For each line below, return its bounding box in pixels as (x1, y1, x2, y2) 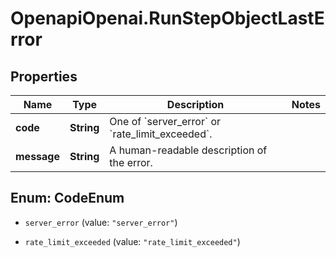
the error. (109, 156, 153, 169)
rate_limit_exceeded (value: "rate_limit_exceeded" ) (24, 235, 241, 247)
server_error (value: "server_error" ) (24, 216, 178, 228)
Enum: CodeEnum (10, 190, 125, 207)
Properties (10, 68, 78, 85)
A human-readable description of (109, 143, 268, 157)
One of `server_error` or (109, 115, 222, 128)
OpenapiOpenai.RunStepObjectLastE (10, 7, 325, 30)
